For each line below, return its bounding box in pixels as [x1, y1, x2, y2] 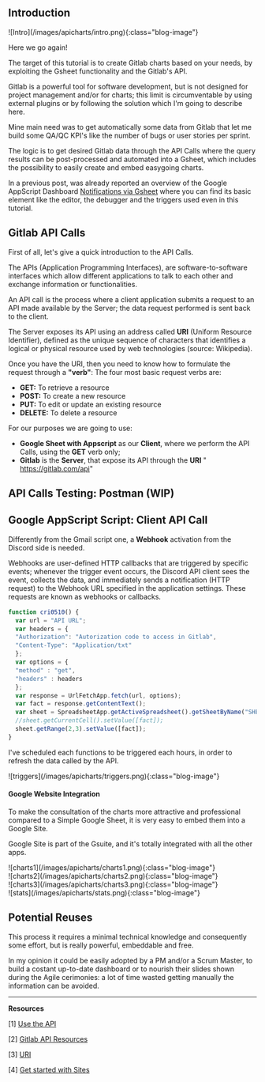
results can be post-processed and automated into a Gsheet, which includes [8, 154, 256, 164]
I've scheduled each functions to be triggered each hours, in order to [8, 747, 233, 757]
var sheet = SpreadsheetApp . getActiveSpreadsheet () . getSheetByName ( [15, 708, 245, 717]
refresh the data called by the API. [8, 755, 119, 766]
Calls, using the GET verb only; [19, 447, 121, 456]
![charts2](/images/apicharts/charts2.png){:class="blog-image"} [8, 872, 218, 881]
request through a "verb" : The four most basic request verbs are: [8, 367, 222, 376]
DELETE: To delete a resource [19, 407, 118, 418]
